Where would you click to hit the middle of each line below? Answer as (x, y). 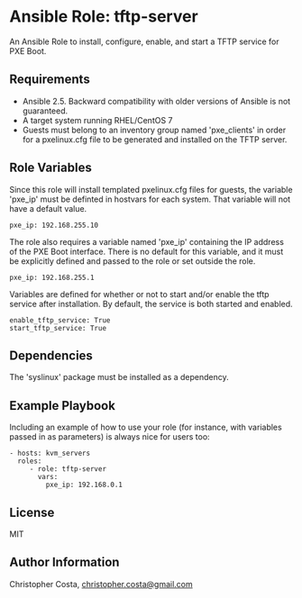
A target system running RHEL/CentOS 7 (97, 120)
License (32, 512)
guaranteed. (45, 111)
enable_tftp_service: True (60, 320)
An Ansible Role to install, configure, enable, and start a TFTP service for (144, 41)
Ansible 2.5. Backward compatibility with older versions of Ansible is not (156, 101)
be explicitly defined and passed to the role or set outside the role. (133, 261)
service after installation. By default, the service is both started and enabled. (151, 304)
